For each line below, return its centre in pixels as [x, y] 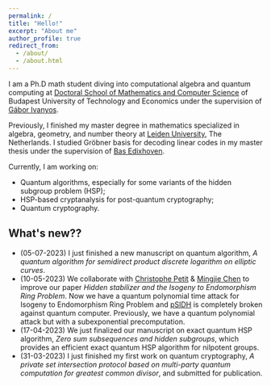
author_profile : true [45, 38]
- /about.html [39, 61]
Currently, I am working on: [54, 166]
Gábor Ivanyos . [33, 109]
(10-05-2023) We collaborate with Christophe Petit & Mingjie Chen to [135, 279]
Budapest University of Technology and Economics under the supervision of [135, 101]
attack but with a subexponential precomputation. [102, 321]
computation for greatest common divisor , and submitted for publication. [141, 373]
